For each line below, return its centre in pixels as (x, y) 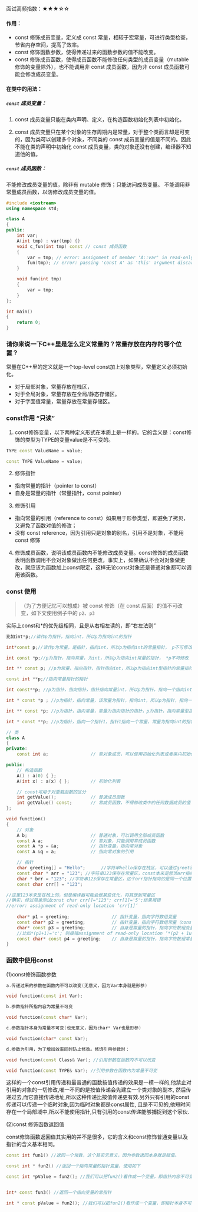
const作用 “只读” (30, 418)
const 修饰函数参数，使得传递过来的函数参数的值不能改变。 (87, 52)
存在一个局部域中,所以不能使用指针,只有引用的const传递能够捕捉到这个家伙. (98, 1112)
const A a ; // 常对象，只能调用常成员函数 (86, 841)
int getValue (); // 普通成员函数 (71, 797)
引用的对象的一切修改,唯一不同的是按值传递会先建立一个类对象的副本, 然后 (96, 1090)
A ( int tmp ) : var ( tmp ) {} (49, 241)
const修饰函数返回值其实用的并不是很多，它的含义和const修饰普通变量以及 (97, 1137)
